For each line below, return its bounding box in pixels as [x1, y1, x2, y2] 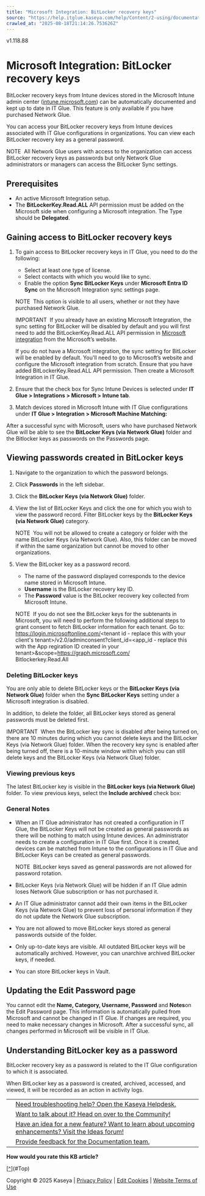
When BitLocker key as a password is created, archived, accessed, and [6, 1080, 186, 1087]
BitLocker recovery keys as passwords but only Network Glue [6, 154, 162, 162]
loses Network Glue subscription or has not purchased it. [15, 887, 159, 895]
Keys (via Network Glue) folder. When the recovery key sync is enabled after [6, 741, 199, 749]
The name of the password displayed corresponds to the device [24, 572, 185, 579]
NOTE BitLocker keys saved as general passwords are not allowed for [15, 863, 192, 870]
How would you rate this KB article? [6, 1153, 99, 1161]
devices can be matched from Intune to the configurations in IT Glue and [15, 845, 198, 852]
